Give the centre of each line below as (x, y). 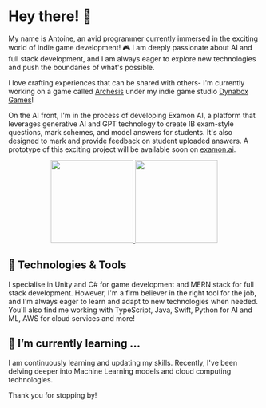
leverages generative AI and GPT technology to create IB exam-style (121, 124)
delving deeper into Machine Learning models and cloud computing (120, 371)
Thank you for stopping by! (53, 395)
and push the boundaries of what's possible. (81, 67)
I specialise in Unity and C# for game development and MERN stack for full (131, 284)
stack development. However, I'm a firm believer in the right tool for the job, (133, 293)
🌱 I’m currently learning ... (75, 344)
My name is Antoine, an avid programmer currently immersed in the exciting (133, 38)
